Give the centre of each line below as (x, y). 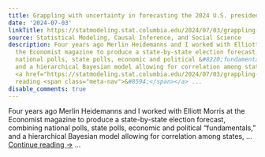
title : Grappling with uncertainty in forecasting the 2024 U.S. (118, 15)
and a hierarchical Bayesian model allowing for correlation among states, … (130, 136)
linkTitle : (26, 30)
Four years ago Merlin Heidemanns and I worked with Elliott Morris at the (127, 111)
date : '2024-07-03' (40, 23)
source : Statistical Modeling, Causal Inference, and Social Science (125, 37)
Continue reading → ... (45, 145)
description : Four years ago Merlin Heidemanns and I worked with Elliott (134, 45)
